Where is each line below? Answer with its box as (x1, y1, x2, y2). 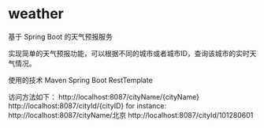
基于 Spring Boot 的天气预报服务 (8, 32, 113, 41)
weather (8, 5, 65, 23)
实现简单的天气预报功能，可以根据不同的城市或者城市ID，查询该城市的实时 (8, 48, 250, 58)
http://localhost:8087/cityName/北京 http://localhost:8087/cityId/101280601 (8, 110, 254, 119)
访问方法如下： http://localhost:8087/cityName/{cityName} (8, 92, 199, 101)
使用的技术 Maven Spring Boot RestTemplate (8, 75, 154, 85)
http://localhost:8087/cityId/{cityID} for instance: (8, 100, 167, 111)
